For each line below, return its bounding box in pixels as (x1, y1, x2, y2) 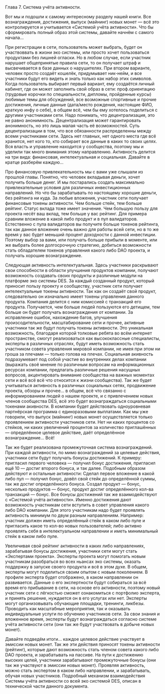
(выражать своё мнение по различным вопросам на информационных (5, 362, 155, 367)
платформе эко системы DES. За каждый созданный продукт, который (5, 278, 154, 284)
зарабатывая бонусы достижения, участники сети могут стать (5, 548, 137, 554)
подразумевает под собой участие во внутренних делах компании (5, 357, 147, 362)
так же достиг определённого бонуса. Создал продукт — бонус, (5, 481, 141, 487)
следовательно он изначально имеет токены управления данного (5, 294, 144, 299)
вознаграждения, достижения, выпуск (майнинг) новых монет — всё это (5, 19, 159, 25)
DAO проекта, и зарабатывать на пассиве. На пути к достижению (5, 652, 144, 658)
